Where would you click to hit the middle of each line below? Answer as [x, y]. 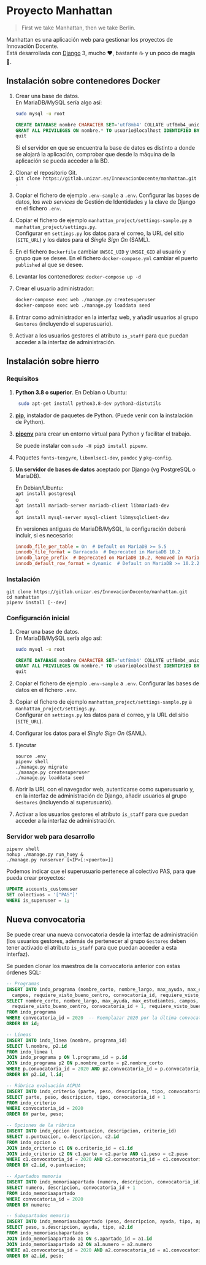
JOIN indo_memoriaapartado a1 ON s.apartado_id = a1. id [79, 1239]
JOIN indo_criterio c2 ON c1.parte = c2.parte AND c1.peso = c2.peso [97, 1154]
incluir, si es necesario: [44, 535]
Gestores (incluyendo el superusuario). [64, 324]
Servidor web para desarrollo [51, 837]
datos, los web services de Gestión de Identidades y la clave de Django [105, 202]
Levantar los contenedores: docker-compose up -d [78, 277]
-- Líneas [19, 1034]
